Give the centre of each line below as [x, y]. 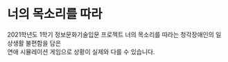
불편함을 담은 [43, 43]
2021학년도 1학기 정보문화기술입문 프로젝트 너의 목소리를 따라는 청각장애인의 [111, 34]
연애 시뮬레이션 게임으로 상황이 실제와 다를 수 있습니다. [81, 52]
